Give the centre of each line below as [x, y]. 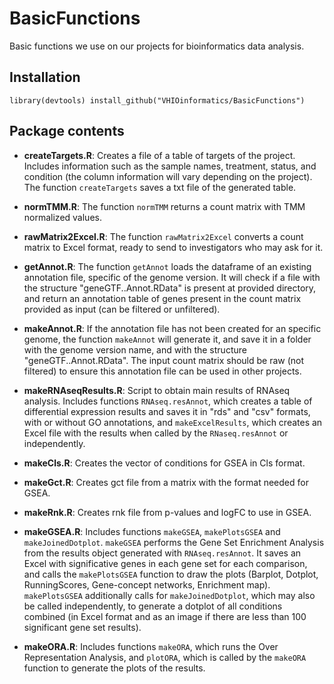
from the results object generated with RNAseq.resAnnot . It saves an [162, 553]
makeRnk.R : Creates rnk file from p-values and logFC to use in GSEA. [167, 512]
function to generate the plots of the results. [114, 668]
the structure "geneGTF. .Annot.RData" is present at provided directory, [170, 288]
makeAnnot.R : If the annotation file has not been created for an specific [172, 328]
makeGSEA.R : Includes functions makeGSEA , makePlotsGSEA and [152, 531]
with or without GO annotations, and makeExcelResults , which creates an [173, 422]
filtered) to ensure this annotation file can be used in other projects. [162, 371]
